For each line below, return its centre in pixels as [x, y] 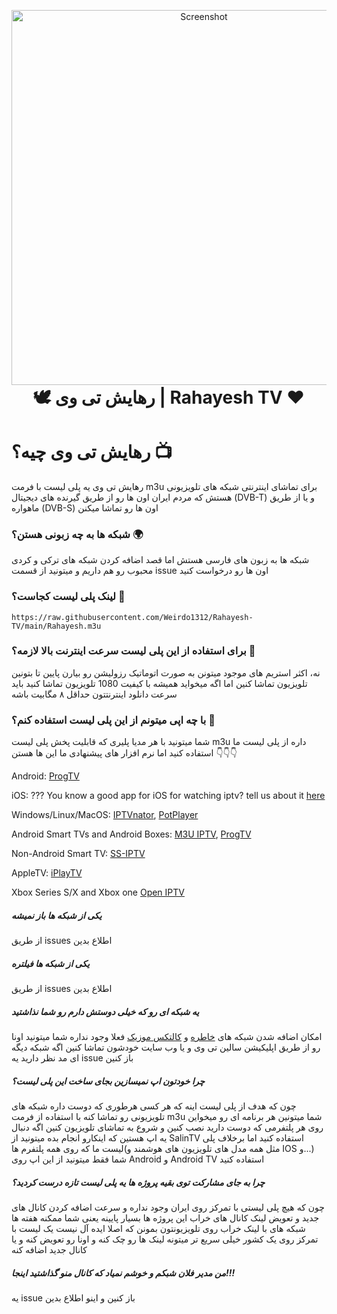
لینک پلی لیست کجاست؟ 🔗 [68, 597]
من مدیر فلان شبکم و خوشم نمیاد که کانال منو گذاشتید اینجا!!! [123, 1272]
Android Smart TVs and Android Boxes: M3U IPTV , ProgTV [131, 834]
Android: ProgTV [45, 776]
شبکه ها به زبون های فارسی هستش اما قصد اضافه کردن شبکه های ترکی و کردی [160, 560]
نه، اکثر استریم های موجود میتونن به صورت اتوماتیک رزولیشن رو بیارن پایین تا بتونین [166, 672]
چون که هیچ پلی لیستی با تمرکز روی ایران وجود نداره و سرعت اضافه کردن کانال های [168, 1207]
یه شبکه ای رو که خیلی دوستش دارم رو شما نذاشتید [105, 1011]
